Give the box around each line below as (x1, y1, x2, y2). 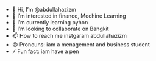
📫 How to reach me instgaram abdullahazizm (12, 32, 127, 39)
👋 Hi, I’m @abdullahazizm (12, 6, 76, 13)
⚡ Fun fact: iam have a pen (12, 48, 79, 55)
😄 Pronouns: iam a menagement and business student (12, 41, 151, 48)
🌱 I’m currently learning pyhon (12, 19, 88, 26)
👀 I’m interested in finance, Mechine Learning (12, 12, 126, 20)
